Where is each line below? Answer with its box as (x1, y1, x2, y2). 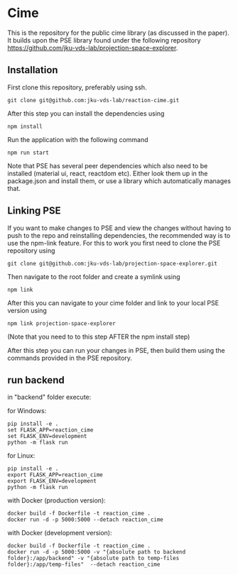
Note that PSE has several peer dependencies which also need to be (7, 161, 208, 170)
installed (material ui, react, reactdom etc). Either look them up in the (7, 169, 208, 177)
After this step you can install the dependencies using (7, 109, 165, 118)
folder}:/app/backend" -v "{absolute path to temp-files (7, 555, 180, 562)
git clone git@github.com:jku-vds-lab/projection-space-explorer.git (7, 260, 218, 267)
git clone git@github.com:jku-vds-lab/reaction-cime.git (7, 97, 180, 104)
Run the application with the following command (7, 135, 148, 143)
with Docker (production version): (7, 496, 107, 505)
